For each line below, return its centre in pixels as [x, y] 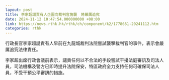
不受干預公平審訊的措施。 [40, 72]
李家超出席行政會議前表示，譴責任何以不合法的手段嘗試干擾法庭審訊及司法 [82, 60]
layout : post [19, 10]
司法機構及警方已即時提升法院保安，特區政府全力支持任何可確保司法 [84, 66]
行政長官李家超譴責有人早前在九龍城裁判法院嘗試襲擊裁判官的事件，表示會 [82, 43]
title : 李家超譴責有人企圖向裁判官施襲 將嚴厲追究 [52, 14]
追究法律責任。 [25, 49]
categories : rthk [23, 28]
